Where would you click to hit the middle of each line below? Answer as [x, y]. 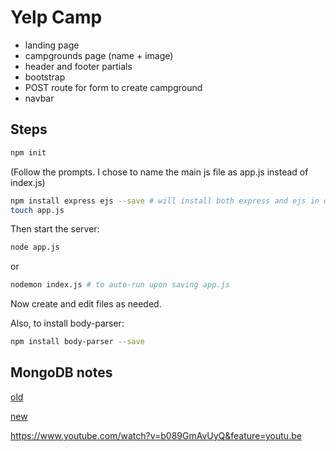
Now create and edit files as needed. [86, 304]
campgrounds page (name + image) [99, 55]
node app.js [35, 247]
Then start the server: [55, 229]
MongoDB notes [61, 372]
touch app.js [37, 210]
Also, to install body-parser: [67, 323]
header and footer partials [78, 66]
